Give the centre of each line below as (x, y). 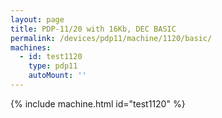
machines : (31, 47)
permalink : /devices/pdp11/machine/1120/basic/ (111, 38)
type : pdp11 (53, 66)
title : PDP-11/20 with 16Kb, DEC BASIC (93, 29)
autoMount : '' (57, 76)
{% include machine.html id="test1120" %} (98, 103)
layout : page (37, 19)
